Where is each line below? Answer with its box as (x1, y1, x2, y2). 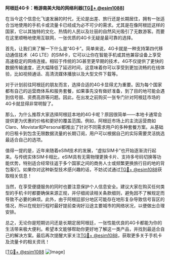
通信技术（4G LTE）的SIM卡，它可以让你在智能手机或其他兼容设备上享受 (9, 52, 161, 58)
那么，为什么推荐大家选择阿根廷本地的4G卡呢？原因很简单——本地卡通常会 (5, 112, 162, 117)
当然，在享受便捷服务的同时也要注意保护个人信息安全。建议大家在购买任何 (5, 183, 160, 190)
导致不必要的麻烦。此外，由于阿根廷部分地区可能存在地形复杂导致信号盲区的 (5, 196, 165, 202)
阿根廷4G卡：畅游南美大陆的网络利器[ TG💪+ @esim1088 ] (5, 5, 125, 11)
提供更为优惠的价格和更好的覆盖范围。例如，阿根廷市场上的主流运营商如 (5, 118, 156, 124)
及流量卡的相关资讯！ (5, 239, 50, 245)
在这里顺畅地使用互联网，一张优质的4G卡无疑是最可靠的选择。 (5, 35, 136, 41)
